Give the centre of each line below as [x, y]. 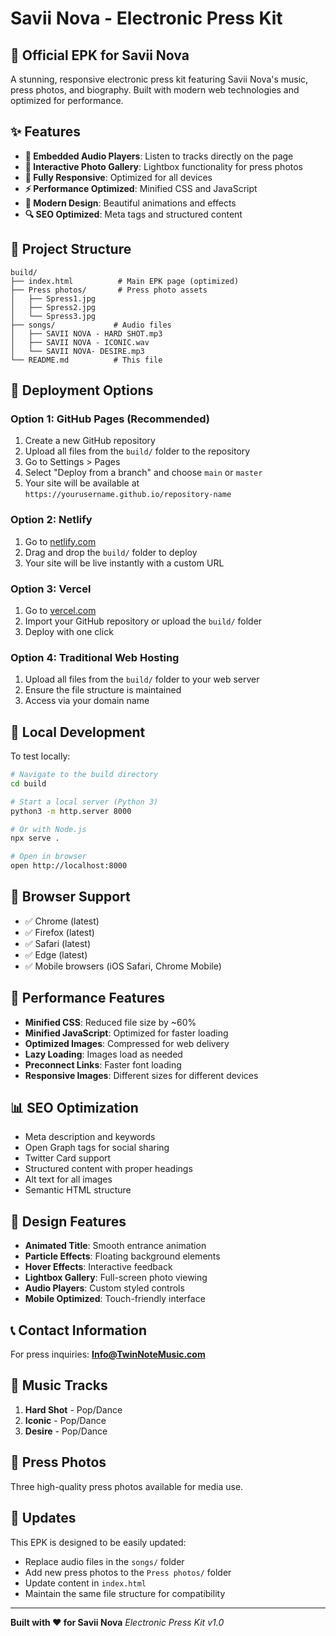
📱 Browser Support [70, 897]
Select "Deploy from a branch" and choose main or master [143, 473]
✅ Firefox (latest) [59, 932]
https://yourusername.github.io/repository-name [128, 495]
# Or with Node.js [48, 829]
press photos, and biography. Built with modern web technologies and [155, 90]
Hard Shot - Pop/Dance [73, 1409]
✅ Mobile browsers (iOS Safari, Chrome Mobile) [123, 966]
